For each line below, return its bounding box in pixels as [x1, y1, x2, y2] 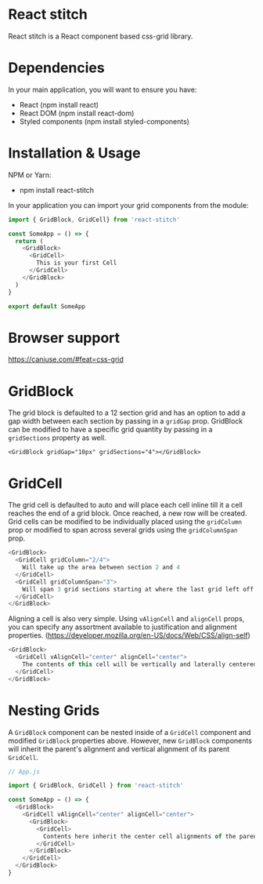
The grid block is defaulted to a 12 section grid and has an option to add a [8, 408, 246, 417]
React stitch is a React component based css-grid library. [8, 31, 193, 41]
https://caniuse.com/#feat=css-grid [8, 355, 124, 364]
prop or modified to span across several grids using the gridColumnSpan [8, 526, 238, 535]
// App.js [8, 767, 41, 776]
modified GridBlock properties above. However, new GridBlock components [8, 736, 253, 745]
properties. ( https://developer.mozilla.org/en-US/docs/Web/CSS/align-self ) [8, 631, 250, 640]
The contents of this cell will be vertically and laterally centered [22, 660, 258, 668]
